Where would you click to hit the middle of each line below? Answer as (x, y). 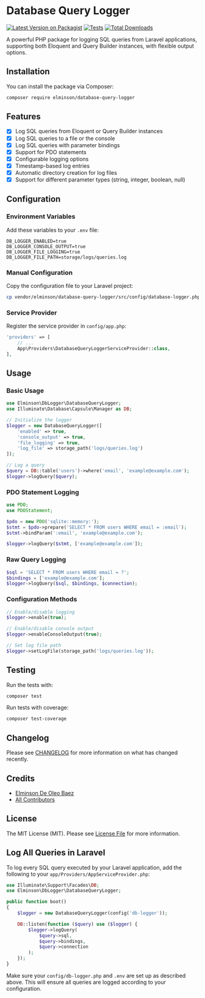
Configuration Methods (42, 600)
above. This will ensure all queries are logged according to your (86, 982)
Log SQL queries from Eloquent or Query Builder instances (89, 131)
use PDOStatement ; (30, 510)
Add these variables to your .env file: (53, 230)
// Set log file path (34, 645)
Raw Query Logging (36, 560)
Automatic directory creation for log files (66, 172)
